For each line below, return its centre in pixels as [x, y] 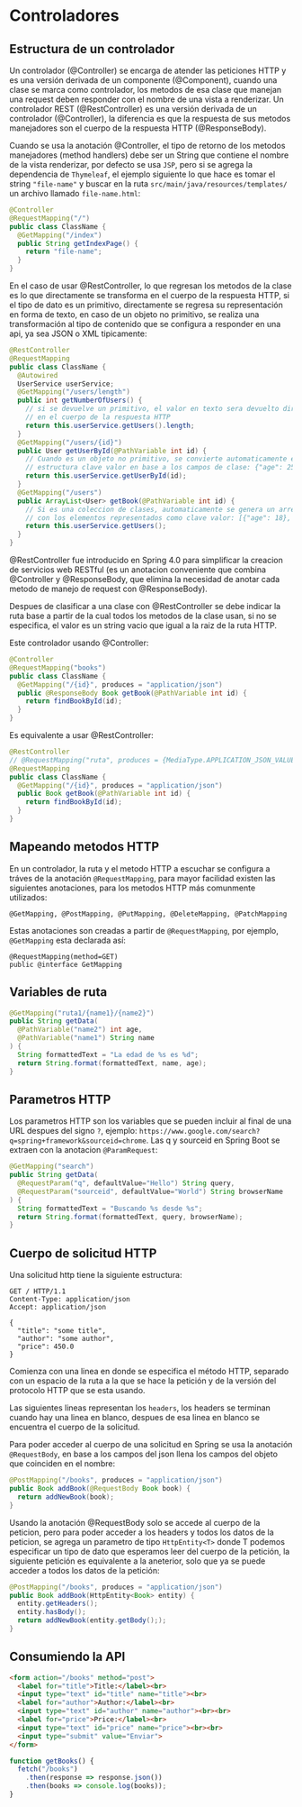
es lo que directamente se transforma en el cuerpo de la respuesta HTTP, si [150, 295]
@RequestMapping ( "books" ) [58, 668]
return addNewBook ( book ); [66, 1497]
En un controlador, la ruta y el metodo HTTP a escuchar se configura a [140, 868]
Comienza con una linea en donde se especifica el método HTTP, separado [149, 1372]
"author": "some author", [66, 1339]
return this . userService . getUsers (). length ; [110, 425]
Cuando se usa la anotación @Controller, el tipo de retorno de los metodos [147, 146]
